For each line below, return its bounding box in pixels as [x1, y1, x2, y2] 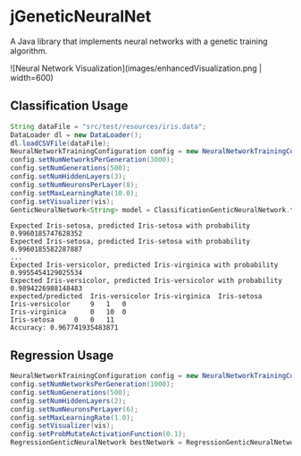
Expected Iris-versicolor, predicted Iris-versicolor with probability [10, 276, 282, 286]
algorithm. [10, 45, 48, 56]
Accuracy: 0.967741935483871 [10, 323, 119, 332]
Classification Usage [10, 99, 129, 114]
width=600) [10, 72, 54, 82]
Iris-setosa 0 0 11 [10, 315, 115, 324]
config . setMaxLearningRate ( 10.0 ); [10, 188, 139, 198]
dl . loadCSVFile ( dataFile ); [10, 139, 111, 148]
